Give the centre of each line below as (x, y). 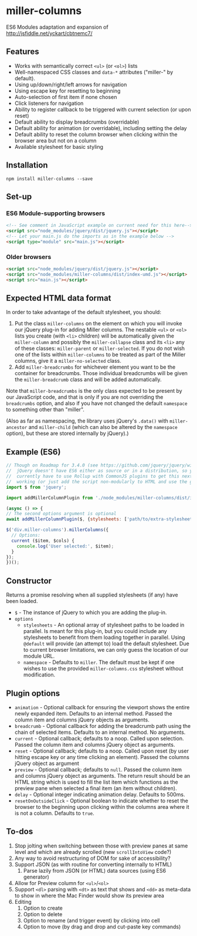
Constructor (29, 581)
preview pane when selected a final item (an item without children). (96, 788)
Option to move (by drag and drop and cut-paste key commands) (102, 927)
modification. (39, 675)
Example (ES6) (33, 452)
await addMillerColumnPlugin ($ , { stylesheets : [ (67, 519)
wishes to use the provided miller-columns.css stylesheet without (103, 669)
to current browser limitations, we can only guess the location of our (106, 650)
